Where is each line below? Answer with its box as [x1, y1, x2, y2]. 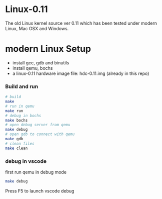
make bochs [5, 118, 28, 123]
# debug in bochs [5, 113, 41, 118]
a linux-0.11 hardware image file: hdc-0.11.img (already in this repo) [12, 70, 149, 76]
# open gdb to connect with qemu [5, 132, 75, 137]
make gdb [5, 137, 23, 142]
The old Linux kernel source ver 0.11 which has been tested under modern [5, 20, 157, 26]
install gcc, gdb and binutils [12, 59, 69, 66]
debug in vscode [5, 157, 46, 164]
